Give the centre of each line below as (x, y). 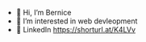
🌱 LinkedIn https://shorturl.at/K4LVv (75, 29)
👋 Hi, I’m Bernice (44, 13)
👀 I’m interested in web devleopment (77, 21)
